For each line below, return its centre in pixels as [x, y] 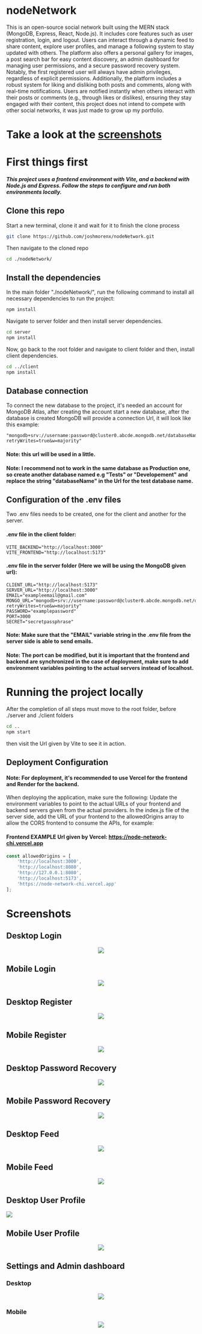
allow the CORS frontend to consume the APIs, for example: [80, 823]
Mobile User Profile [43, 1233]
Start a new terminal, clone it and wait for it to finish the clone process [93, 225]
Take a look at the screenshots [84, 135]
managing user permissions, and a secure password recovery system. [93, 65]
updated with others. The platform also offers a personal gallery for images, [100, 52]
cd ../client [23, 367]
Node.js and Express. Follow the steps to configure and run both [88, 185]
